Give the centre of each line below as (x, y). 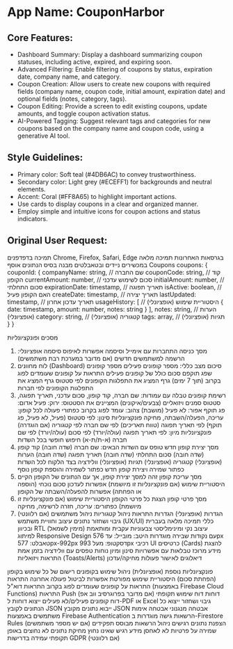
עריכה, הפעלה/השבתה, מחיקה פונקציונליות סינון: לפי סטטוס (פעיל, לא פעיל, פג (120, 417)
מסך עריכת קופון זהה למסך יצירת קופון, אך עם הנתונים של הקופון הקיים (110, 476)
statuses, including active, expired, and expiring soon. (95, 62)
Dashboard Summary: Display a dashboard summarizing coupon (110, 54)
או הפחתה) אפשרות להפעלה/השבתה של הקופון (79, 491)
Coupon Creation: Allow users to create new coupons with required (114, 84)
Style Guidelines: (45, 158)
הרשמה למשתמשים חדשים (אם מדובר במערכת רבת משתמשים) (101, 358)
